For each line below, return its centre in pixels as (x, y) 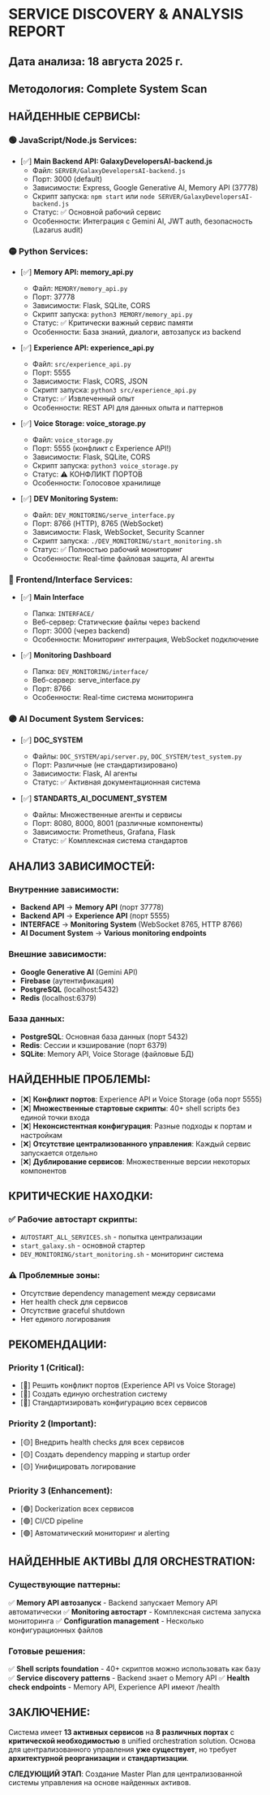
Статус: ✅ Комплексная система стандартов (110, 840)
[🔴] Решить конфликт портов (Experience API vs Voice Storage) (128, 1385)
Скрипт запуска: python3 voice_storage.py (105, 465)
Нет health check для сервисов (74, 1302)
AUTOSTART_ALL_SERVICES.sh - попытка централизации (111, 1237)
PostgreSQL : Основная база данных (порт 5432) (104, 1037)
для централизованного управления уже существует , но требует (123, 1749)
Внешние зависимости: (58, 954)
